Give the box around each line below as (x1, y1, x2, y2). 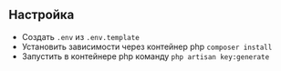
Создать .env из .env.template (21, 31, 140, 42)
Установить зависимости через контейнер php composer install (21, 41, 273, 52)
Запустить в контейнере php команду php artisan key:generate (21, 50, 270, 62)
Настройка (8, 7, 75, 23)
